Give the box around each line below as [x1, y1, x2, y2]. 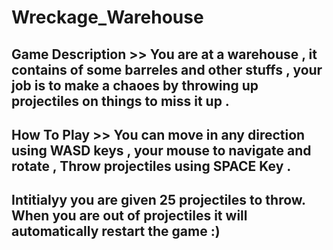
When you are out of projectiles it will [11, 207, 248, 225]
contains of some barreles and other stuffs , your [11, 61, 323, 78]
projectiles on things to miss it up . [11, 92, 230, 110]
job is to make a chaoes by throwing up [11, 77, 259, 94]
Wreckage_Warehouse [11, 6, 204, 29]
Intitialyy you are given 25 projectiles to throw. [11, 192, 306, 209]
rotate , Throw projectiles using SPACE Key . [11, 157, 292, 175]
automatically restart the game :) [11, 223, 221, 240]
